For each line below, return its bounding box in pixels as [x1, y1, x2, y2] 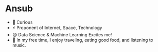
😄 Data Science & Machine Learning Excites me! [12, 31, 112, 37]
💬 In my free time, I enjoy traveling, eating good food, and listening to [12, 37, 154, 43]
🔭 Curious [12, 19, 33, 25]
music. [12, 42, 26, 48]
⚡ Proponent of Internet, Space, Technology [12, 25, 103, 30]
